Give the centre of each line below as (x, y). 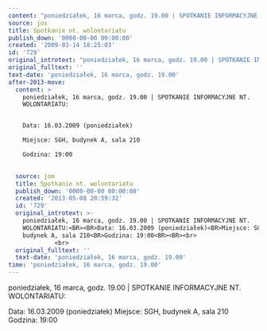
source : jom (35, 176)
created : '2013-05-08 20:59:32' (69, 199)
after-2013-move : (37, 82)
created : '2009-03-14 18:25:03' (62, 45)
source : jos (28, 23)
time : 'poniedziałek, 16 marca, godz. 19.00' (85, 265)
